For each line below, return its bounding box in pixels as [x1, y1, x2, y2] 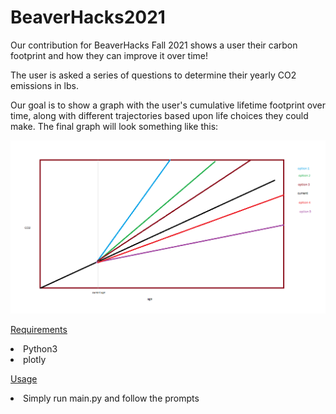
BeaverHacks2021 [10, 6, 166, 29]
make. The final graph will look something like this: [10, 120, 219, 132]
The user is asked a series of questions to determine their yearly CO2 [10, 69, 297, 81]
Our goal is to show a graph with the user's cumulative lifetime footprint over [10, 99, 326, 111]
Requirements [10, 324, 68, 336]
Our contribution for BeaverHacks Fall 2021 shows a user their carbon [10, 39, 298, 51]
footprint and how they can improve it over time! [10, 49, 209, 61]
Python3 [23, 343, 58, 355]
